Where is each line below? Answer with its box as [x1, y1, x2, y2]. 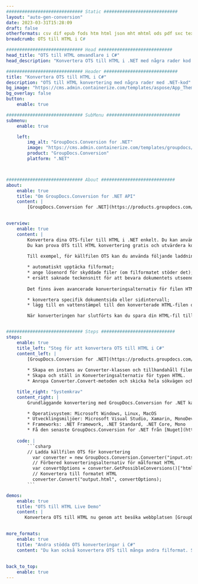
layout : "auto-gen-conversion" [6, 14, 83, 20]
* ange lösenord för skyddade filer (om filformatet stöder [27, 270, 178, 275]
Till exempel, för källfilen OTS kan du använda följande [27, 254, 173, 259]
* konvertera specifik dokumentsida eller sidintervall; [27, 297, 170, 303]
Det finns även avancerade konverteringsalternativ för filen [27, 286, 183, 292]
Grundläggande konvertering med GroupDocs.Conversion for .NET [27, 400, 186, 405]
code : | [16, 438, 35, 444]
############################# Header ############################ [6, 69, 178, 74]
